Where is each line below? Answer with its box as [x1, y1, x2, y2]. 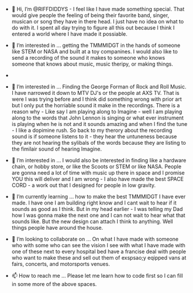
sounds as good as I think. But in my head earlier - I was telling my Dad [11, 206, 183, 212]
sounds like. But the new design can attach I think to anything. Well [11, 218, 174, 225]
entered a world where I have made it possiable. [11, 30, 127, 38]
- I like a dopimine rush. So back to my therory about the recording [11, 127, 173, 134]
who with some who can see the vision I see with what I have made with [11, 242, 186, 248]
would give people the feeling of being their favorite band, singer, [11, 12, 170, 19]
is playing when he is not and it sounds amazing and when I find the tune [11, 121, 188, 127]
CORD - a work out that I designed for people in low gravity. [11, 182, 156, 189]
